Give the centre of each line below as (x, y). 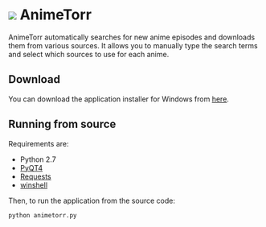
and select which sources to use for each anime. (89, 54)
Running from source (62, 124)
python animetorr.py (43, 215)
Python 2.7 (38, 159)
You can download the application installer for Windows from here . (119, 99)
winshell (34, 185)
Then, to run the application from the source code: (92, 200)
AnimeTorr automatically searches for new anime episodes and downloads (132, 37)
